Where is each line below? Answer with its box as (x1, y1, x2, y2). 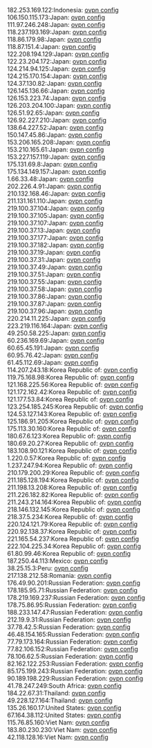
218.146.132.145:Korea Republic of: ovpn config (7, 505, 140, 514)
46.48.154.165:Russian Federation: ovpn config (7, 630, 140, 638)
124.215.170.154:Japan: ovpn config (7, 72, 107, 80)
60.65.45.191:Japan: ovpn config (7, 344, 99, 352)
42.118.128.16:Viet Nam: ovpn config (7, 733, 108, 741)
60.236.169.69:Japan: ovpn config (7, 337, 105, 344)
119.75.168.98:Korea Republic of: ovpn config (7, 373, 135, 381)
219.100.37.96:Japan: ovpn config (7, 307, 102, 315)
